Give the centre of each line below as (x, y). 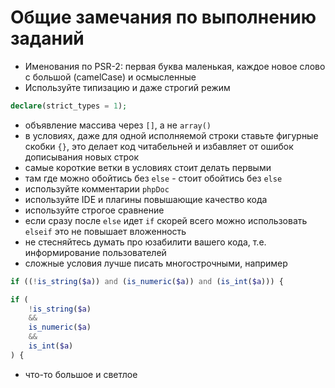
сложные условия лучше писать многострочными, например (156, 263)
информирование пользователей (95, 252)
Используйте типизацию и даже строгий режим (127, 87)
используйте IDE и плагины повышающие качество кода (146, 199)
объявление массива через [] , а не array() (118, 125)
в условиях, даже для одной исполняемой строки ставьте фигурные (171, 135)
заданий (47, 38)
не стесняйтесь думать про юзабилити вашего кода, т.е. (145, 242)
